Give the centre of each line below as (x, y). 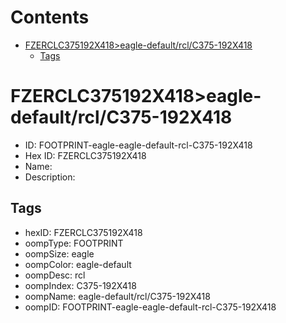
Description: (50, 177)
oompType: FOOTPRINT (74, 243)
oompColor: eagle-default (78, 264)
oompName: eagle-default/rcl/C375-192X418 (117, 296)
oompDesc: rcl (55, 275)
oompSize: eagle (59, 253)
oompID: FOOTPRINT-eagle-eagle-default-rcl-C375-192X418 (150, 307)
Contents (50, 17)
